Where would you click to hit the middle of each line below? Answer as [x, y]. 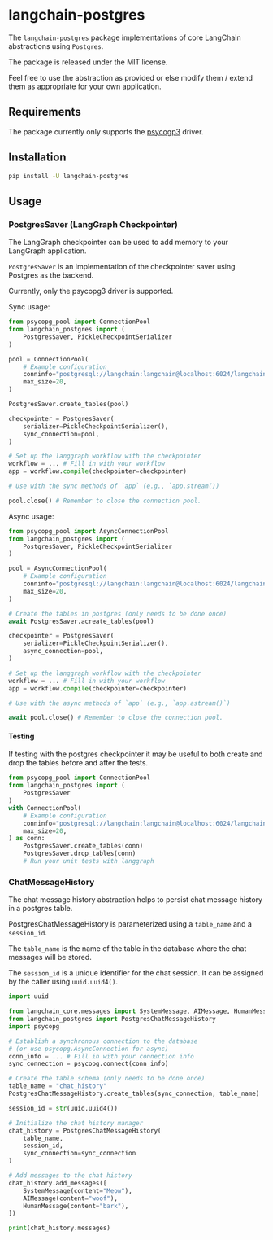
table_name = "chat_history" [58, 1086]
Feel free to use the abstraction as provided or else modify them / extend [131, 77]
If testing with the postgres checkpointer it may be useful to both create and [136, 754]
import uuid [28, 997]
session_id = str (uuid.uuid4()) [63, 1108]
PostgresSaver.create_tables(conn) [83, 846]
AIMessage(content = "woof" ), [70, 1198]
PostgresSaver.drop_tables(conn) [80, 854]
